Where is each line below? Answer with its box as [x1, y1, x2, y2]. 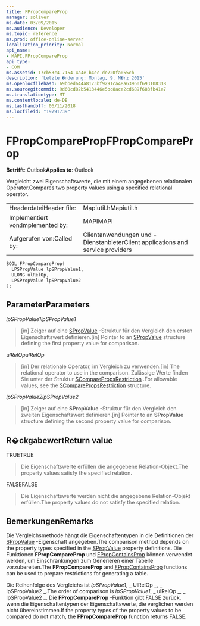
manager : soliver [6, 14, 49, 20]
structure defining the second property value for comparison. [20, 418, 171, 425]
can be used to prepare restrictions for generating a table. [6, 570, 149, 577]
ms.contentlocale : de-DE [6, 97, 68, 103]
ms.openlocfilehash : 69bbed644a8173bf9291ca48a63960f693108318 [6, 81, 167, 87]
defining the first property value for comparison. [20, 340, 140, 347]
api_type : [6, 58, 31, 64]
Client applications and [124, 238, 188, 247]
